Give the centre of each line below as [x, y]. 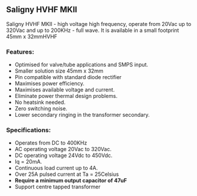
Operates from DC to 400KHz [51, 143]
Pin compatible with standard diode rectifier [68, 77]
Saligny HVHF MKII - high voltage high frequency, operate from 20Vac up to [99, 24]
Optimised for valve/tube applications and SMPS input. [81, 65]
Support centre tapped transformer [57, 187]
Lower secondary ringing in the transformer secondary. [82, 115]
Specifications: [29, 130]
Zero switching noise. [41, 109]
